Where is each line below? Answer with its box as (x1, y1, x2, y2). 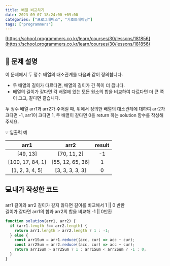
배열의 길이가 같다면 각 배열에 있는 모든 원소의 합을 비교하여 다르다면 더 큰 (12, 88, 159, 95)
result (94, 142, 110, 149)
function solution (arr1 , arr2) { (5, 218, 76, 224)
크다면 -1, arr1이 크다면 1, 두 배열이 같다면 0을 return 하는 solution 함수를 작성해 (5, 112, 164, 119)
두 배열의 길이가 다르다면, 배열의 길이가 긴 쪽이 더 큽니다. (12, 82, 125, 88)
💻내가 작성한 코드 (5, 185, 58, 194)
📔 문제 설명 (5, 57, 38, 66)
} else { (10, 232, 28, 238)
